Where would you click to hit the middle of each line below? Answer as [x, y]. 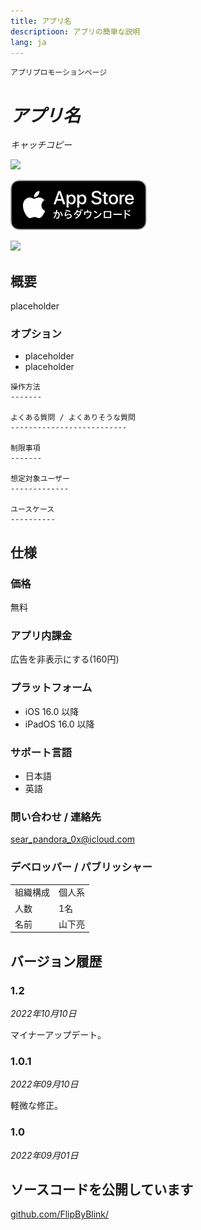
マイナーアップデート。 [58, 1035]
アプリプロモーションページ [59, 73]
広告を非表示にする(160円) [65, 659]
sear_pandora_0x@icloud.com [73, 839]
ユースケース [32, 510]
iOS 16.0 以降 [52, 711]
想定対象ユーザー [40, 479]
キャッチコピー [41, 145]
